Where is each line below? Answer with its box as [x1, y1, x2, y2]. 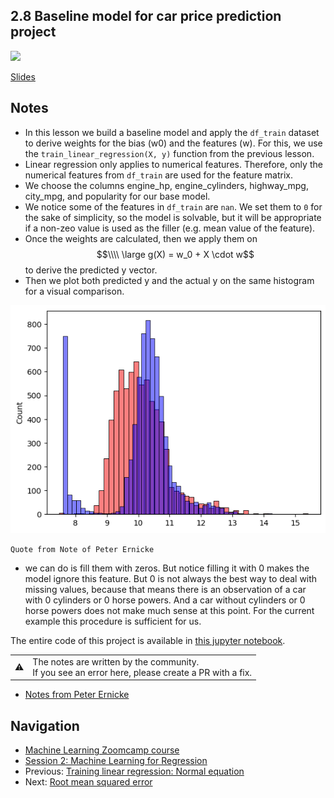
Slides [10, 70, 36, 83]
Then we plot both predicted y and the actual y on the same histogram [24, 274, 315, 286]
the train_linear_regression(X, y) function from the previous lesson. [24, 147, 315, 159]
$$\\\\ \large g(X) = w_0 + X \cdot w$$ [96, 248, 255, 260]
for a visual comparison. [24, 285, 125, 297]
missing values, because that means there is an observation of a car [24, 584, 307, 596]
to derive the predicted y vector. [24, 264, 158, 276]
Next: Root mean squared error [24, 776, 153, 788]
